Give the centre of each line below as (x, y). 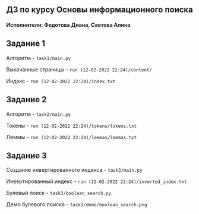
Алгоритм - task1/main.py (39, 58)
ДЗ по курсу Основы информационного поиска (99, 10)
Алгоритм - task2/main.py (39, 114)
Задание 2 (26, 100)
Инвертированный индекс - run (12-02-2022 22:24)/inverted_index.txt (97, 181)
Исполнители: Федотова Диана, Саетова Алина (68, 25)
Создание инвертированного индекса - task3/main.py (74, 170)
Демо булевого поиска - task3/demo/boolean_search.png (77, 204)
